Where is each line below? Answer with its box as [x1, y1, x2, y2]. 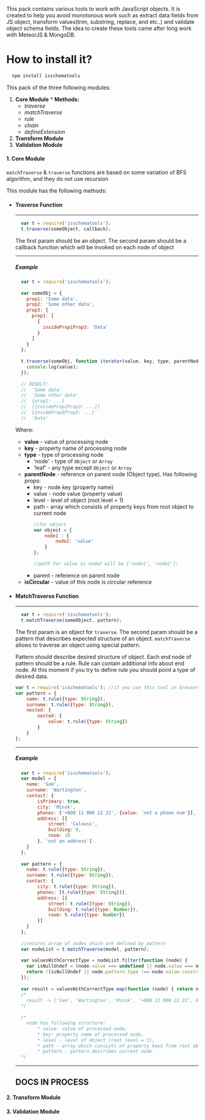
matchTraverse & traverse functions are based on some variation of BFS [6, 169, 187, 176]
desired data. [15, 672, 49, 680]
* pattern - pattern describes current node [37, 1048, 153, 1055]
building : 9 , [48, 827, 81, 833]
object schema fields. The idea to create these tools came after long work [6, 24, 192, 32]
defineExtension [24, 128, 65, 135]
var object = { [33, 527, 72, 533]
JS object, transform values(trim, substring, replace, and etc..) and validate [6, 18, 195, 25]
